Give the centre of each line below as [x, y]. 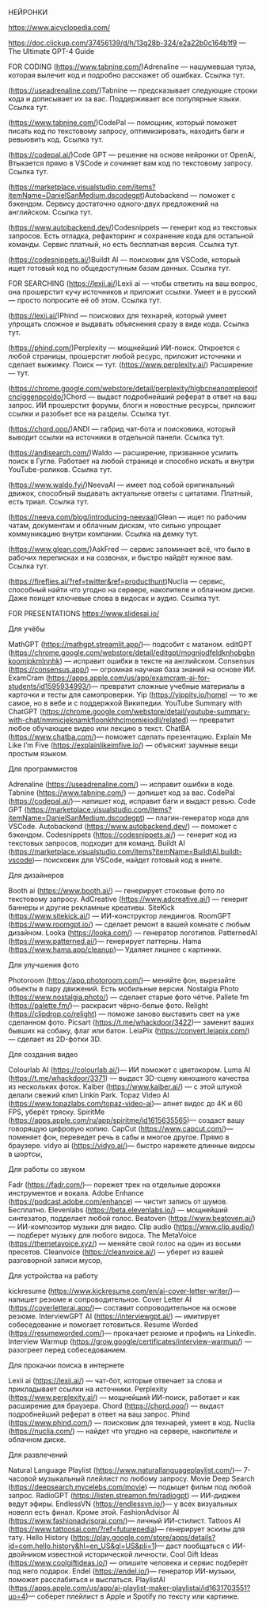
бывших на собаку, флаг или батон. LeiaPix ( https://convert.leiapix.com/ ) [129, 1031]
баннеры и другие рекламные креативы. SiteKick [92, 907]
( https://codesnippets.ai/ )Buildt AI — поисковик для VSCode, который [124, 260]
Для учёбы [27, 629]
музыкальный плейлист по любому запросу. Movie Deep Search [146, 1478]
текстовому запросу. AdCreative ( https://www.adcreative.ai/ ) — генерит [128, 899]
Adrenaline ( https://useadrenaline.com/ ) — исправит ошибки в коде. [122, 784]
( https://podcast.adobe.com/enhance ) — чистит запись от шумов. [118, 1201]
